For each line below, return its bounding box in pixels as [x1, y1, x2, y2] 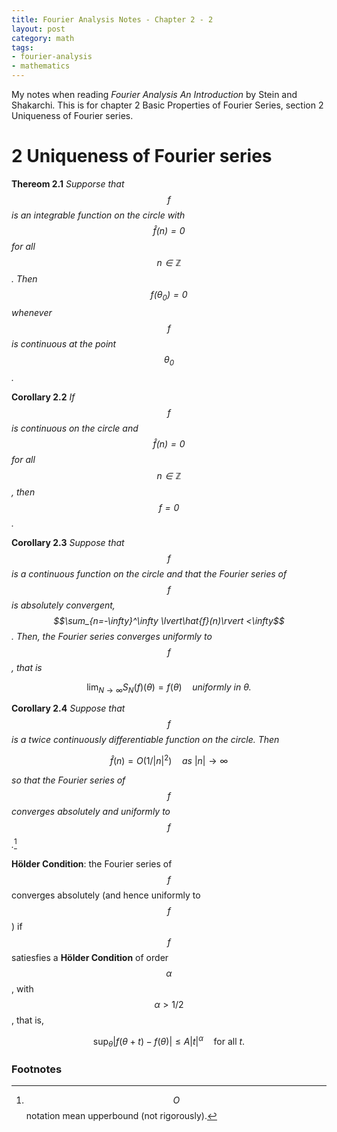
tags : [11, 42, 34, 53]
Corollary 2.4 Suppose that [11, 702, 126, 715]
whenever [11, 306, 53, 318]
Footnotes [11, 1062, 63, 1076]
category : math [11, 33, 75, 43]
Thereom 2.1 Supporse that [11, 177, 125, 190]
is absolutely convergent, [11, 599, 116, 611]
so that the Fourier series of [11, 774, 126, 786]
